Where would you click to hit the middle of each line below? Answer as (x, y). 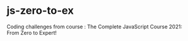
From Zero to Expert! (32, 32)
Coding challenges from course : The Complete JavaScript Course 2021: (95, 27)
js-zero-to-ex (40, 11)
